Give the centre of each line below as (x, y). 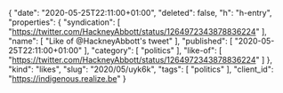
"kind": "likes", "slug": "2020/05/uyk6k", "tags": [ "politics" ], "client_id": (141, 69)
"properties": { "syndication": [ (65, 22)
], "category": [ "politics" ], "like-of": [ (153, 50)
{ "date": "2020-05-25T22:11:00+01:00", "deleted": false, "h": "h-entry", (140, 13)
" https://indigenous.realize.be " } (67, 78)
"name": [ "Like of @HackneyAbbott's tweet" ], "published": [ (121, 41)
